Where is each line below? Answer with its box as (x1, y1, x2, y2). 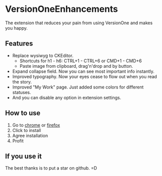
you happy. (5, 25, 28, 31)
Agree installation (12, 132, 48, 138)
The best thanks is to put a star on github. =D (5, 165, 97, 171)
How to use (5, 109, 40, 117)
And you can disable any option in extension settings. (12, 94, 121, 100)
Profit (12, 137, 24, 144)
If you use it (5, 152, 42, 160)
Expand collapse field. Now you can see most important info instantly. (12, 68, 155, 74)
